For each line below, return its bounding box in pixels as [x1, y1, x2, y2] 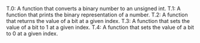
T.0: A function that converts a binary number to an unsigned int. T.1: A [6, 5, 181, 12]
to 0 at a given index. [6, 30, 58, 37]
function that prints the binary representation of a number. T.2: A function [6, 11, 188, 18]
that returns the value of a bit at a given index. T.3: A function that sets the [6, 18, 190, 24]
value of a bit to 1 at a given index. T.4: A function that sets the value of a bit [6, 24, 194, 31]
